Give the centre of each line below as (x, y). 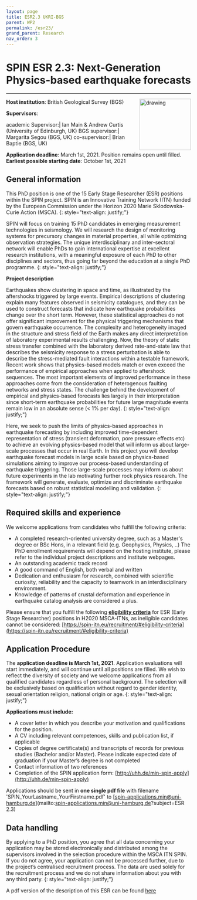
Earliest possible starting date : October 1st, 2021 (66, 161)
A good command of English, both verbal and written (78, 569)
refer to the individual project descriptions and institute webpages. (95, 557)
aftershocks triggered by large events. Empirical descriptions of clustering (96, 296)
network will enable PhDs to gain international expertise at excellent (88, 248)
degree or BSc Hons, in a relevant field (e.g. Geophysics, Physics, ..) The (102, 544)
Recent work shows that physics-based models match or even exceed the (96, 365)
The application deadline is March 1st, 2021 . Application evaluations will (94, 663)
